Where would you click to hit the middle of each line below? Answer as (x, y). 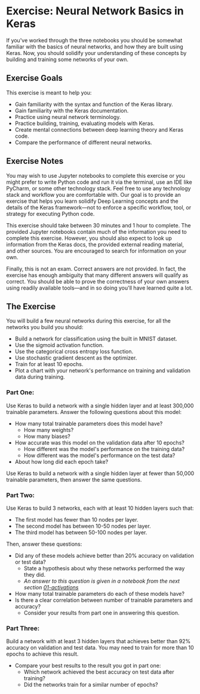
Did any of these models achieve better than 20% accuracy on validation (104, 555)
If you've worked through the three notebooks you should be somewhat (94, 40)
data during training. (40, 377)
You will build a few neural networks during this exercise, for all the (89, 321)
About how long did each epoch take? (61, 461)
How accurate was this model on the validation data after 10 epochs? (100, 442)
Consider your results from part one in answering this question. (101, 613)
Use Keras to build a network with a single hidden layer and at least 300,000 (100, 406)
